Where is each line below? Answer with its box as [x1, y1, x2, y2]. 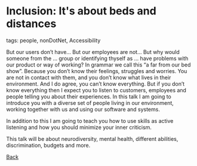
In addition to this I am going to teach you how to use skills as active [6, 117, 174, 124]
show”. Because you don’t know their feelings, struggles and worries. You [6, 67, 187, 74]
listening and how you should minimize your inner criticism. [6, 123, 152, 131]
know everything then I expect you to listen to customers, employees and [6, 86, 187, 93]
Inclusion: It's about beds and [6, 4, 156, 18]
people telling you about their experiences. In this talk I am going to [6, 93, 172, 100]
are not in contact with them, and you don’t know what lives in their [6, 74, 171, 81]
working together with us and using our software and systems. [6, 105, 160, 113]
